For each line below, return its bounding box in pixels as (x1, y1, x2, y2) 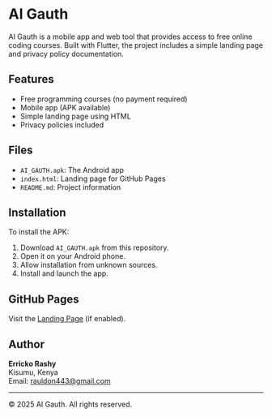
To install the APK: (8, 227, 70, 237)
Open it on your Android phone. (19, 251, 125, 261)
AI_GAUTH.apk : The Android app (19, 165, 124, 174)
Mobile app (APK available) (19, 102, 111, 112)
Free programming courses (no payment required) (19, 94, 188, 104)
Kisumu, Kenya (8, 368, 58, 377)
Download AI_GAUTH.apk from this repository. (19, 243, 169, 252)
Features (8, 72, 54, 86)
